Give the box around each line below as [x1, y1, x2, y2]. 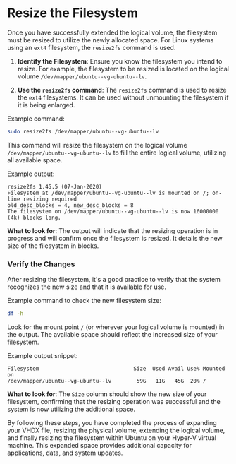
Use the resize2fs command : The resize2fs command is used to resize [17, 85, 227, 94]
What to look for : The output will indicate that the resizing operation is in [7, 226, 218, 234]
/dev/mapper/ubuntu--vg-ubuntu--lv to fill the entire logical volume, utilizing [7, 148, 227, 157]
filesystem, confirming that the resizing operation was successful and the [7, 397, 221, 405]
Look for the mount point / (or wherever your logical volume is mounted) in [7, 323, 225, 331]
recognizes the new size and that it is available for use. [7, 282, 167, 291]
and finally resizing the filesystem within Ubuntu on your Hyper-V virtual [7, 433, 217, 442]
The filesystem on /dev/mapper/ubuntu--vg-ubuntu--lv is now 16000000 [7, 208, 219, 215]
